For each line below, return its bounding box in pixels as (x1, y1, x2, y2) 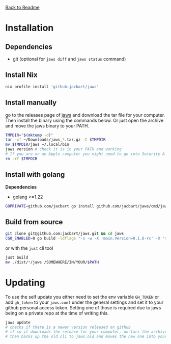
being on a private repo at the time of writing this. (5, 310, 109, 316)
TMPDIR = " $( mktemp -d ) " (5, 133, 53, 138)
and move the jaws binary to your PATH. (5, 122, 90, 129)
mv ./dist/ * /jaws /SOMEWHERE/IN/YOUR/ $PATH (5, 259, 99, 264)
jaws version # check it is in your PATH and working (5, 147, 122, 152)
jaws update (5, 320, 31, 325)
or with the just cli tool (5, 245, 53, 251)
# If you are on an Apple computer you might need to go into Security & (5, 151, 165, 156)
